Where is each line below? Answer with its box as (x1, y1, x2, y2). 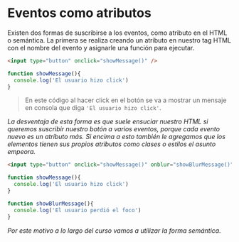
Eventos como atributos (7, 5, 152, 21)
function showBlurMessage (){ (7, 200, 94, 207)
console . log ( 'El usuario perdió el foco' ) (14, 207, 142, 214)
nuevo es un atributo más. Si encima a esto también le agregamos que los (7, 133, 226, 141)
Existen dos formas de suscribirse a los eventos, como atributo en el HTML (7, 28, 228, 37)
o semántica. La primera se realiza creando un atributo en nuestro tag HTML (7, 35, 231, 44)
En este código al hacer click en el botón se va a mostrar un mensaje (24, 96, 227, 104)
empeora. (7, 148, 36, 156)
